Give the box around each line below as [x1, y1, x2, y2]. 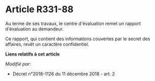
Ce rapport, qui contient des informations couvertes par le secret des [5, 36, 150, 42]
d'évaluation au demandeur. [5, 25, 64, 32]
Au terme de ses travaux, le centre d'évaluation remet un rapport [5, 20, 141, 26]
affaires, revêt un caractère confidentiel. [5, 41, 89, 47]
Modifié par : [5, 61, 32, 67]
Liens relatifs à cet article [5, 51, 60, 57]
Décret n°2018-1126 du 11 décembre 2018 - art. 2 [12, 70, 115, 77]
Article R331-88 [5, 4, 74, 15]
